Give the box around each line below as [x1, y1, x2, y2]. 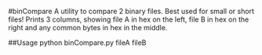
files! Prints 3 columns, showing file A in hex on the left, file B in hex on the [8, 15, 249, 24]
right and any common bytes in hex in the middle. [8, 23, 168, 32]
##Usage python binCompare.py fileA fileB [8, 38, 147, 47]
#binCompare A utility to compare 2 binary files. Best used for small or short [8, 7, 255, 15]
